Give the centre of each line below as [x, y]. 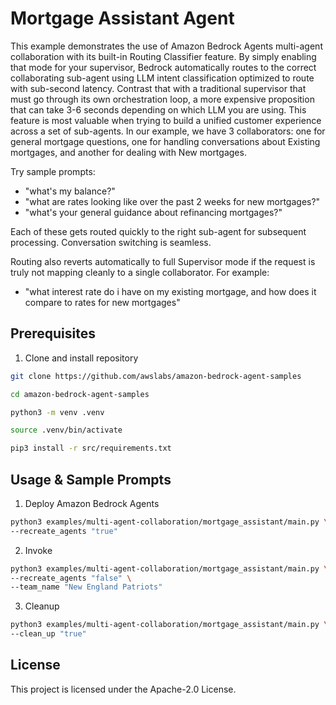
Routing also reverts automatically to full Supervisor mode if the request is [163, 261]
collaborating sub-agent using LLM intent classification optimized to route [162, 78]
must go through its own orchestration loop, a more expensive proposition [162, 99]
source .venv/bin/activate [66, 430]
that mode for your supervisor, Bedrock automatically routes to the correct [163, 67]
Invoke [38, 550]
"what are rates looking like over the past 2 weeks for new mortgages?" [172, 201]
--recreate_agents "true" [64, 531]
